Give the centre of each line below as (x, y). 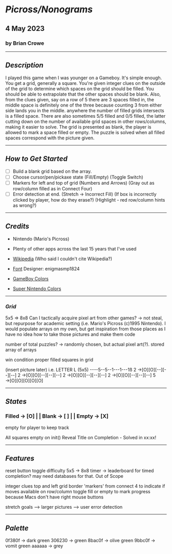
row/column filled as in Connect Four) (52, 188)
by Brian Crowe (25, 43)
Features (20, 458)
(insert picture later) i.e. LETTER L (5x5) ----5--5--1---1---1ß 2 (71, 369)
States (16, 401)
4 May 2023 (25, 29)
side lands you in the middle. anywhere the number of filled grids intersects (85, 110)
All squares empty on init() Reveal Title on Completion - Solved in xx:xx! (81, 437)
